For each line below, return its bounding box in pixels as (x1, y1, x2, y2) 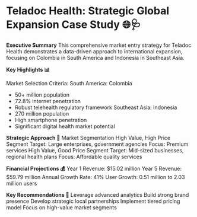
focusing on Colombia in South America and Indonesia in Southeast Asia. (6, 54, 185, 61)
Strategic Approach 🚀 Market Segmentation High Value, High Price (6, 134, 171, 141)
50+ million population (14, 91, 70, 98)
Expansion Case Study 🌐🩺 (6, 18, 141, 31)
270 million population (14, 110, 69, 117)
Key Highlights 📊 (6, 66, 50, 73)
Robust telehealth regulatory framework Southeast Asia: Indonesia (14, 104, 177, 111)
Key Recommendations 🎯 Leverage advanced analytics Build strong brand (6, 191, 189, 198)
